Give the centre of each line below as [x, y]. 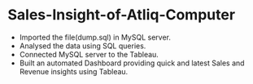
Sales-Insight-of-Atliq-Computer [122, 15]
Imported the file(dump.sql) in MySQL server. [95, 37]
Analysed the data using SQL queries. [83, 45]
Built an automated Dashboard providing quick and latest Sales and [132, 63]
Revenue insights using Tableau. [74, 71]
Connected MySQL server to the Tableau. [89, 54]
